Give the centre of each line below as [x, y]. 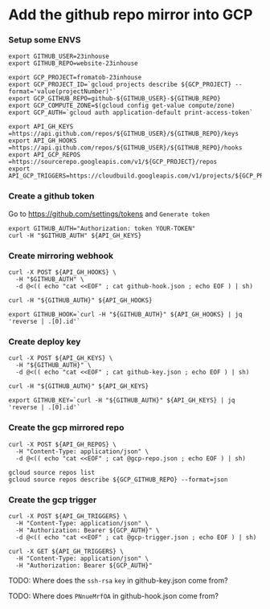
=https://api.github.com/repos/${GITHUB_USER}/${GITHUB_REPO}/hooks [125, 148]
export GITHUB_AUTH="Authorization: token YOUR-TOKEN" [102, 228]
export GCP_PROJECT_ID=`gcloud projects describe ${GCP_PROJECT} [120, 85]
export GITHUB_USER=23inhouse [59, 57]
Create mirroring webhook [61, 255]
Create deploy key [45, 341]
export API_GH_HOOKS [43, 141]
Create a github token [51, 196]
